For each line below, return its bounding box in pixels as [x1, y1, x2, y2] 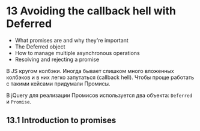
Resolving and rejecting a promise [14, 56, 100, 63]
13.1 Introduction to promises [6, 115, 117, 126]
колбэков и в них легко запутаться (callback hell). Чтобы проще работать [6, 74, 195, 81]
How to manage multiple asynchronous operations [14, 49, 140, 56]
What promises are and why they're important [14, 36, 129, 44]
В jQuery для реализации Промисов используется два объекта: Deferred [6, 92, 193, 99]
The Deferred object [14, 43, 65, 50]
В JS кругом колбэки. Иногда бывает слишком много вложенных [6, 67, 174, 74]
